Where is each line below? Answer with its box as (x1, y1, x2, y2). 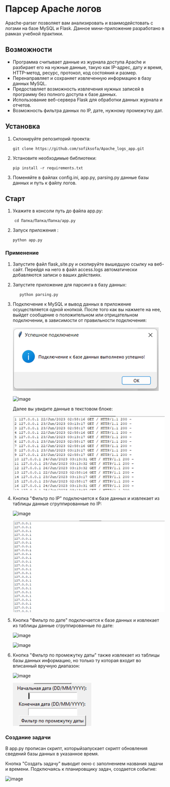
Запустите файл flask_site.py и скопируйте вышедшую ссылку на (12, 261, 153, 267)
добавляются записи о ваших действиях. (12, 272, 102, 278)
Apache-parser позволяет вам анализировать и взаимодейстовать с (5, 20, 153, 26)
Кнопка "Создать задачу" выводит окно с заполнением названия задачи (5, 761, 163, 767)
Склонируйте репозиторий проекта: (12, 136, 91, 142)
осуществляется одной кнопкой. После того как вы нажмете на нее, (12, 306, 161, 312)
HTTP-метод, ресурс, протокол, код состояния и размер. (12, 70, 138, 76)
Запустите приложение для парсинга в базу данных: (12, 281, 127, 287)
